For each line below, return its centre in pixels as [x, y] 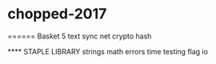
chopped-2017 [57, 14]
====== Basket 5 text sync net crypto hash [80, 36]
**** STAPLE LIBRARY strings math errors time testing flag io [108, 51]
